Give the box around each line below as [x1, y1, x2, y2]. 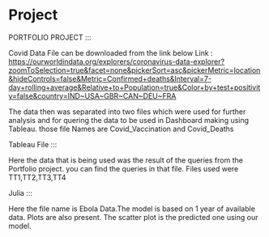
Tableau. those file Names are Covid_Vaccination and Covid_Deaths [8, 124, 234, 133]
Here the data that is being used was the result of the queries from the [8, 155, 243, 165]
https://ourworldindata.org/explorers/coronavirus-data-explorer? [8, 57, 225, 66]
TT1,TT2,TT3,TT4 [8, 172, 66, 182]
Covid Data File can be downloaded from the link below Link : [8, 48, 213, 57]
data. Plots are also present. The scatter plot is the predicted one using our [8, 212, 258, 222]
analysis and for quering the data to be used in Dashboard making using [8, 115, 250, 125]
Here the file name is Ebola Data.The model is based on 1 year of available [8, 204, 255, 214]
